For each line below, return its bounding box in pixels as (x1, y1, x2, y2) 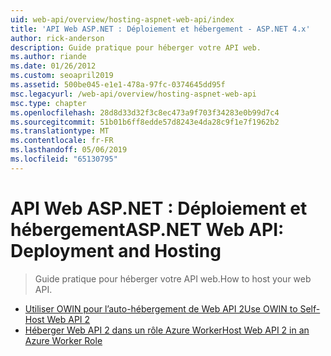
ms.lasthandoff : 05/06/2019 (10, 145, 128, 155)
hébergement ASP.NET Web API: (10, 218, 285, 241)
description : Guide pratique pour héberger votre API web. (10, 42, 262, 53)
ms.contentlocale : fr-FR (10, 136, 114, 146)
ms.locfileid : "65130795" (10, 154, 118, 164)
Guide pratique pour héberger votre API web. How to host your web (34, 272, 312, 285)
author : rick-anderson (10, 33, 105, 43)
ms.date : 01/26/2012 (10, 61, 97, 71)
